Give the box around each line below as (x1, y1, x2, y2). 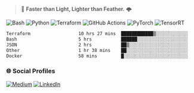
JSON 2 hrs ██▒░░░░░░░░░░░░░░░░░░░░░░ (6, 42, 188, 48)
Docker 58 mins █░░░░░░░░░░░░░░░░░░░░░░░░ (6, 53, 188, 59)
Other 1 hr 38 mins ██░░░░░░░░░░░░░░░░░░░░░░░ (6, 47, 188, 53)
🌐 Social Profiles (6, 67, 56, 75)
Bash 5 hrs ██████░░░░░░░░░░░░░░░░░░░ (6, 36, 188, 42)
